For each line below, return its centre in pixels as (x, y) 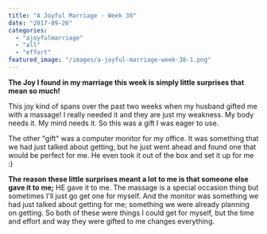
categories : (28, 30)
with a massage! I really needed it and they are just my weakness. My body (131, 114)
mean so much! (35, 90)
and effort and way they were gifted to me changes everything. (111, 221)
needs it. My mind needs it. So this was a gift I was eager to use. (114, 123)
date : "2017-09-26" (41, 23)
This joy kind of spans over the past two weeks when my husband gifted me (133, 106)
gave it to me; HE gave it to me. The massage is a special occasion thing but (133, 187)
